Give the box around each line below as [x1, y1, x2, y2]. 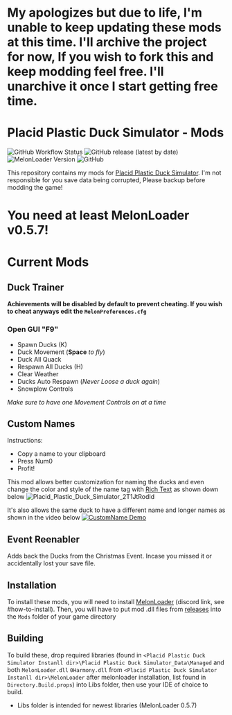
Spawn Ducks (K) [17, 340, 68, 348]
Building [7, 633, 44, 644]
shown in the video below [7, 513, 81, 522]
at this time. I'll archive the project [7, 35, 207, 50]
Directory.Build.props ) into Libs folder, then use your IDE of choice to [7, 680, 208, 689]
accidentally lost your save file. [7, 559, 96, 567]
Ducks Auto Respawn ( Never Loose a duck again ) [17, 377, 161, 385]
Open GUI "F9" [7, 324, 59, 334]
